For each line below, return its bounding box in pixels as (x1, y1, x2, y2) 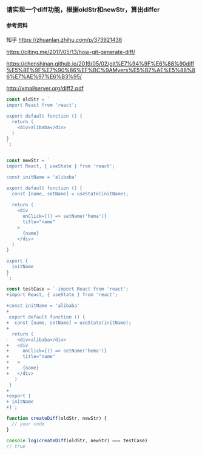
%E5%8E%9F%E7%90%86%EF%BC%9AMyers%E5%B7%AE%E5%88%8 (6, 67, 196, 74)
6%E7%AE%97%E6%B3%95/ (6, 73, 82, 80)
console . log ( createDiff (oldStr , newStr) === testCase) (6, 437, 148, 443)
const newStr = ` (6, 158, 50, 164)
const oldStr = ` (6, 96, 50, 103)
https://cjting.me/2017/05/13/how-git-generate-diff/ (6, 49, 135, 56)
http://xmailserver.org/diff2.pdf (6, 85, 84, 92)
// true (6, 443, 26, 450)
